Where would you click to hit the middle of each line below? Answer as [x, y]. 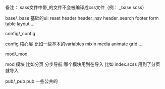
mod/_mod [16, 54]
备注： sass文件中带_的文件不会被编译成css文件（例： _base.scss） [76, 7]
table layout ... [20, 24]
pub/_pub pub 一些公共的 [32, 81]
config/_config [20, 33]
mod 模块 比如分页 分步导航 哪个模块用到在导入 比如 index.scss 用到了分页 [83, 64]
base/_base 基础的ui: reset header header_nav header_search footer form [82, 18]
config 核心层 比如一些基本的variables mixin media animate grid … [74, 44]
